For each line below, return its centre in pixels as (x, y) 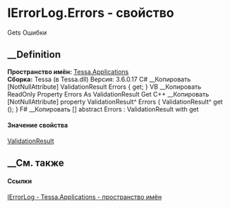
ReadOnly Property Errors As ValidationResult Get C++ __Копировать (108, 94)
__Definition (34, 55)
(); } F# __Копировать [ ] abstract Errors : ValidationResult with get (103, 109)
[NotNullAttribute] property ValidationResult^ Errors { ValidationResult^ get (115, 102)
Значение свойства (38, 126)
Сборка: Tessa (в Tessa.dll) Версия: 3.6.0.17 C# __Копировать (99, 79)
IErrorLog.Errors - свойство (91, 13)
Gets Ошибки (27, 32)
